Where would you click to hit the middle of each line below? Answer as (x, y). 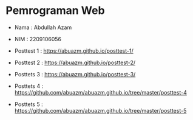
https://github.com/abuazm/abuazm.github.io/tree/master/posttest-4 (101, 92)
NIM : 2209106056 (38, 39)
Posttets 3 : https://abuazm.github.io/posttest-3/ (75, 74)
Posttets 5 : (29, 104)
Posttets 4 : (29, 86)
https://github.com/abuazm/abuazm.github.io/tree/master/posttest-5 (100, 110)
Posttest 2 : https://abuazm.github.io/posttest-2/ (75, 62)
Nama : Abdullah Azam (43, 27)
